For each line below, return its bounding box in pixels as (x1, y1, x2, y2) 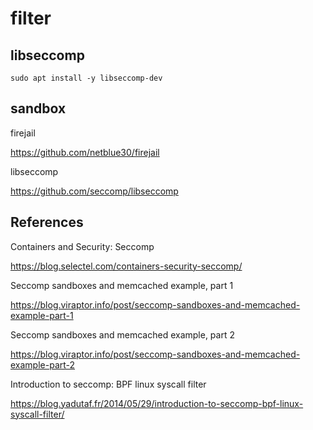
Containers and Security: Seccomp (10, 240, 155, 252)
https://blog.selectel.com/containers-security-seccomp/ (10, 260, 243, 272)
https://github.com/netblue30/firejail (10, 146, 160, 158)
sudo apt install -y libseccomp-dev (10, 73, 163, 83)
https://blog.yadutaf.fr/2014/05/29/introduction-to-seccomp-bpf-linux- (10, 397, 304, 409)
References (10, 214, 84, 231)
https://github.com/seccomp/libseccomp (10, 185, 179, 197)
